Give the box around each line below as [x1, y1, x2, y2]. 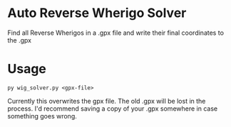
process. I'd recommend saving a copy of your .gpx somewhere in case [7, 104, 218, 113]
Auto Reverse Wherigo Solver [7, 5, 187, 21]
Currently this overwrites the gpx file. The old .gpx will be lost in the [7, 96, 206, 105]
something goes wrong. [7, 111, 77, 120]
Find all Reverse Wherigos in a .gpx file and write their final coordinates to [7, 28, 225, 37]
